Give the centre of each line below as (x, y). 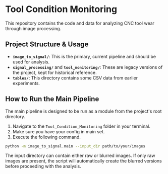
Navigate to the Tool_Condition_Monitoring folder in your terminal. (81, 126)
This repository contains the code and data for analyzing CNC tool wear (80, 23)
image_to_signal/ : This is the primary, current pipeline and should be (84, 56)
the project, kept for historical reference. (54, 72)
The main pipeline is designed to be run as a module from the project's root (83, 111)
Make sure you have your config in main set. (59, 131)
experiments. (26, 83)
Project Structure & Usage (47, 45)
